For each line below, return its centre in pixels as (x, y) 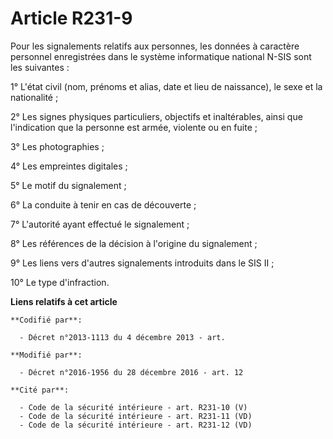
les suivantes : (40, 67)
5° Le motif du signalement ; (68, 185)
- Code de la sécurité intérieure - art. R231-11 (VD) (136, 416)
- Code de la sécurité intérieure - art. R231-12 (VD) (136, 425)
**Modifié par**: (46, 355)
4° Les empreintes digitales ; (69, 166)
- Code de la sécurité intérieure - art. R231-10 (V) (133, 407)
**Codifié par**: (46, 320)
